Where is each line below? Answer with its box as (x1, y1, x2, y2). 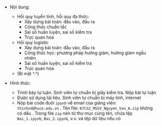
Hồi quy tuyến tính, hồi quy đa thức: (17, 14, 90, 19)
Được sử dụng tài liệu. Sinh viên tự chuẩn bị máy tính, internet (17, 95, 141, 101)
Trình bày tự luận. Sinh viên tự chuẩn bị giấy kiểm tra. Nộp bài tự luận (17, 90, 157, 95)
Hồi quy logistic (17, 40, 49, 45)
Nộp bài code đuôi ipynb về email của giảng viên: (17, 100, 116, 105)
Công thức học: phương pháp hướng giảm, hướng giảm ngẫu (24, 50, 146, 56)
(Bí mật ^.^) (17, 71, 39, 76)
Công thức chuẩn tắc (24, 24, 67, 30)
